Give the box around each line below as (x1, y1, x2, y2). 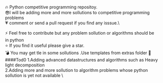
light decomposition (5, 62, 45, 68)
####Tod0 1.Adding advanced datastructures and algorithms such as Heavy (5, 57, 158, 62)
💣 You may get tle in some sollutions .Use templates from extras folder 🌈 (5, 50, 151, 56)
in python (5, 37, 24, 43)
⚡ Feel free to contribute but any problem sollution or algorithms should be (5, 30, 155, 36)
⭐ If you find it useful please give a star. (5, 42, 85, 48)
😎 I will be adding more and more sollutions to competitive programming (5, 10, 150, 15)
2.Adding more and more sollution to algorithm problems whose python (5, 67, 148, 73)
